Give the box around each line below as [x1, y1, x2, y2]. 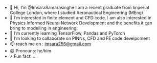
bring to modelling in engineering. [9, 25, 78, 31]
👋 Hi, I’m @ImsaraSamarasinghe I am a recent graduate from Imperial [9, 5, 149, 10]
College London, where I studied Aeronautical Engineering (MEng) [9, 10, 143, 16]
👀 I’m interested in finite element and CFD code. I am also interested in [9, 15, 152, 20]
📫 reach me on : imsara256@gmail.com [9, 41, 91, 47]
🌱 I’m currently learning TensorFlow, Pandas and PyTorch [9, 31, 126, 36]
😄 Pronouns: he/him [9, 48, 51, 53]
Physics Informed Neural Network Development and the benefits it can [9, 20, 153, 26]
